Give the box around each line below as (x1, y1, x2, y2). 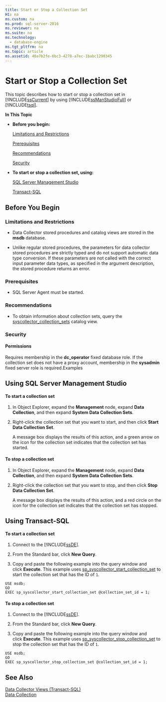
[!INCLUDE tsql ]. (5, 102, 38, 108)
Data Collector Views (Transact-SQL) (5, 687, 81, 693)
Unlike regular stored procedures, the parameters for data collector (12, 244, 150, 250)
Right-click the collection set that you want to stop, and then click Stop (12, 482, 158, 488)
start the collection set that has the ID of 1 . (12, 572, 99, 578)
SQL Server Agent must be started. (12, 289, 84, 295)
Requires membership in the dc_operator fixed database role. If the (5, 354, 143, 360)
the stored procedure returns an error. (12, 266, 90, 271)
